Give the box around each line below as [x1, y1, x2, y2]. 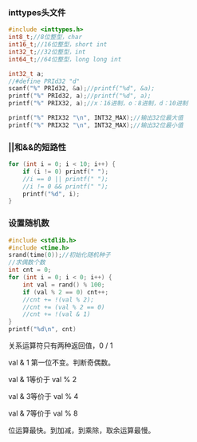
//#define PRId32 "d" [8, 77, 81, 85]
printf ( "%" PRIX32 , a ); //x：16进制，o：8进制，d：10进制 [8, 100, 188, 108]
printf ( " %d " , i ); [22, 190, 81, 198]
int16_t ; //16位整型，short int [8, 41, 108, 49]
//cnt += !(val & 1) [22, 310, 91, 318]
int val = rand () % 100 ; [22, 281, 105, 289]
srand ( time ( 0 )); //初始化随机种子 [8, 251, 111, 259]
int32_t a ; [8, 69, 45, 77]
